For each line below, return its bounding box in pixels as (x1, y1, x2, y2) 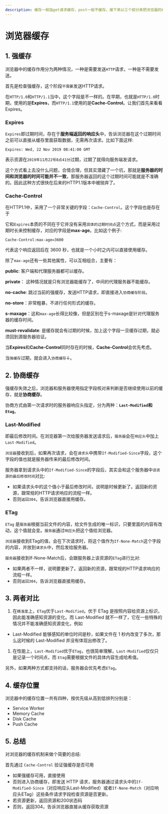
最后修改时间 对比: (12, 473, 45, 479)
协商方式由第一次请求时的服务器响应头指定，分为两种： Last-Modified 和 (5, 402, 153, 408)
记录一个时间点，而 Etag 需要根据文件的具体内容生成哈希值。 (16, 654, 141, 660)
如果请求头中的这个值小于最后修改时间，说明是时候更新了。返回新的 (12, 483, 153, 490)
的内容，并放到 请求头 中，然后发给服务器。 (5, 544, 91, 550)
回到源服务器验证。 (9, 333, 49, 340)
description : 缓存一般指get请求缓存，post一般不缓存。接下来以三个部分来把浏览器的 (5, 7, 161, 12)
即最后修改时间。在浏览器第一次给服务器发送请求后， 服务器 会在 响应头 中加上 (5, 433, 159, 439)
